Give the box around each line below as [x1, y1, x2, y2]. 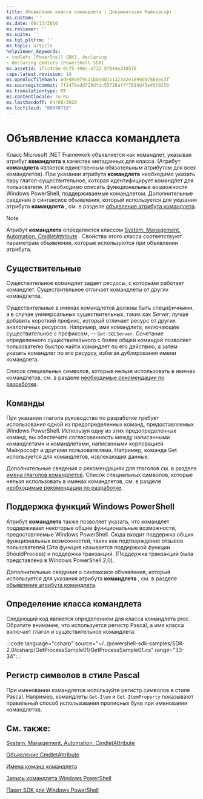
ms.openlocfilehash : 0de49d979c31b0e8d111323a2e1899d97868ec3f [6, 77, 170, 83]
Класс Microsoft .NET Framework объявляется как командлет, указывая [6, 151, 192, 159]
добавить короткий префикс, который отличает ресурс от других [6, 317, 176, 324]
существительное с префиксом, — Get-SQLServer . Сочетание [6, 330, 164, 337]
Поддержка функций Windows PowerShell [6, 502, 175, 512]
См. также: [6, 723, 51, 733]
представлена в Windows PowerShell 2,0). [6, 557, 115, 564]
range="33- [155, 646, 185, 653]
